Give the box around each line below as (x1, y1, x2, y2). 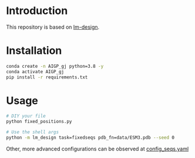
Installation (6, 44, 62, 57)
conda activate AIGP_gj (6, 68, 65, 74)
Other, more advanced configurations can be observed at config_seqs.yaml (6, 145, 189, 152)
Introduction (6, 4, 68, 18)
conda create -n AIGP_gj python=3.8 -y (6, 63, 104, 69)
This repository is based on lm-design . (6, 23, 100, 30)
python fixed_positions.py (6, 119, 72, 125)
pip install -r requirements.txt (6, 74, 88, 80)
